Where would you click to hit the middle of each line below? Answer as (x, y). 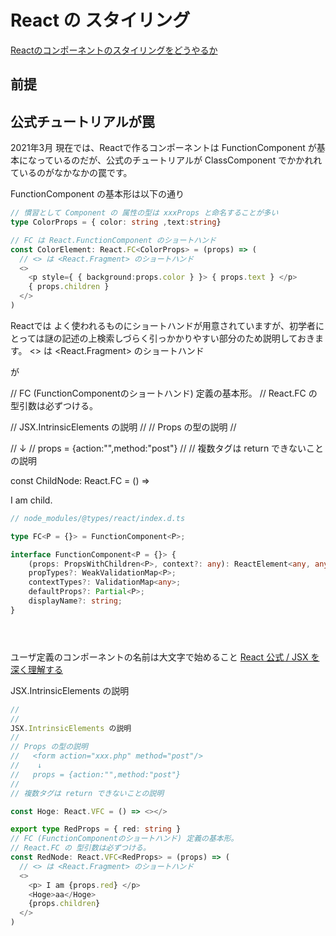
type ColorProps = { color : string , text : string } (116, 222)
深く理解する (36, 669)
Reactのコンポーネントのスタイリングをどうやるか (114, 50)
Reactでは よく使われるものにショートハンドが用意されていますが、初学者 (163, 325)
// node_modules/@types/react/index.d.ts (98, 518)
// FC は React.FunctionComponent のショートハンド (113, 240)
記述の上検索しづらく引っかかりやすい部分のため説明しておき (188, 338)
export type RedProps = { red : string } (96, 829)
